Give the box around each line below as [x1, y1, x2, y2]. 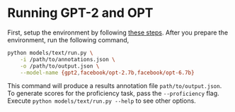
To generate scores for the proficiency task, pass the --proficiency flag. [7, 89, 219, 98]
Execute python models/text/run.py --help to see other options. [7, 97, 196, 105]
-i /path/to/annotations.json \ [20, 56, 115, 63]
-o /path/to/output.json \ [20, 62, 100, 70]
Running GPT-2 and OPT [7, 5, 154, 21]
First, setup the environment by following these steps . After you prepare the [7, 28, 229, 37]
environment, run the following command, [7, 35, 130, 44]
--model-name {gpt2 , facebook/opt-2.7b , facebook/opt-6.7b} [20, 69, 195, 76]
